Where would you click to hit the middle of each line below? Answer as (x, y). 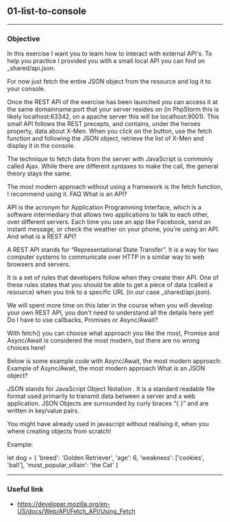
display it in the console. (41, 146)
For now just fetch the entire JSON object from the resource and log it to (109, 82)
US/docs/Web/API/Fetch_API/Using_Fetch (76, 511)
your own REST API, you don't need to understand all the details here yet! (111, 313)
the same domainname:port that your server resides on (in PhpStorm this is (113, 110)
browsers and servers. (39, 264)
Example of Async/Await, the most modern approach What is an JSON (106, 369)
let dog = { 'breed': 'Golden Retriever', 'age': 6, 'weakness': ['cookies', (106, 458)
